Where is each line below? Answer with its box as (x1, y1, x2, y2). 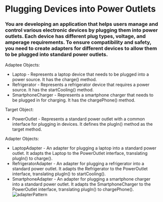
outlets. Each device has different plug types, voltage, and (5, 33, 146, 40)
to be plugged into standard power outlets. (5, 51, 108, 58)
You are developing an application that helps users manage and (5, 21, 158, 28)
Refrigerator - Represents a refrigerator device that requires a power (12, 82, 150, 88)
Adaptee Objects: (5, 62, 40, 68)
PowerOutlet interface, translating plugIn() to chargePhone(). (12, 186, 134, 192)
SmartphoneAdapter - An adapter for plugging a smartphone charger (12, 176, 151, 182)
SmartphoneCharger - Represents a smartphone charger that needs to (12, 92, 154, 98)
